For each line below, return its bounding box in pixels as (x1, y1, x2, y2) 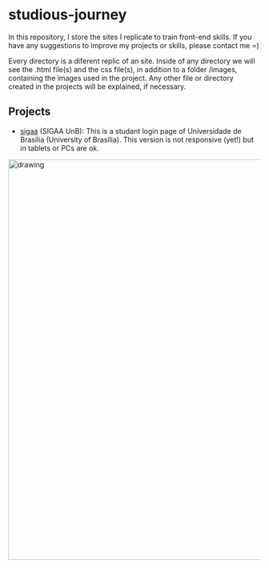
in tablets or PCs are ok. (19, 143, 100, 153)
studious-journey (8, 6, 127, 24)
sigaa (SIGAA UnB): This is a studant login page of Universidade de (19, 126, 242, 135)
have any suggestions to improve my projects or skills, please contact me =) (8, 40, 260, 50)
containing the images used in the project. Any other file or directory (8, 73, 234, 83)
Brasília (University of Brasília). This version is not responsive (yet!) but (19, 135, 255, 144)
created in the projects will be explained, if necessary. (8, 82, 187, 91)
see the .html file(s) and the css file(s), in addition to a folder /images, (8, 64, 238, 74)
